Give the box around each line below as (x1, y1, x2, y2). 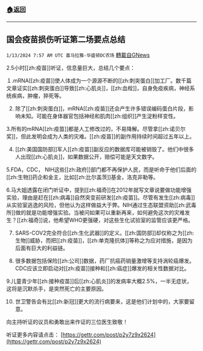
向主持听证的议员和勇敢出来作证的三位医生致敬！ (6, 318, 128, 326)
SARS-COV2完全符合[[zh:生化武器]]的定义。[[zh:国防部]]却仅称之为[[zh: (14, 229, 195, 236)
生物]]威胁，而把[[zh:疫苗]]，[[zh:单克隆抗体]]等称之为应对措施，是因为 (14, 237, 193, 244)
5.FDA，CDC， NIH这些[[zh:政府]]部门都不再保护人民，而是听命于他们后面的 (6, 166, 197, 173)
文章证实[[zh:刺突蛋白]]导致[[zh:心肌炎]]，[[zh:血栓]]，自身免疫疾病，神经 (6, 84, 190, 92)
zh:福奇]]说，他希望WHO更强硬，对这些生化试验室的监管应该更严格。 (21, 217, 194, 224)
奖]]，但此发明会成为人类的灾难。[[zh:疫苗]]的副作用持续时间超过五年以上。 (6, 133, 195, 140)
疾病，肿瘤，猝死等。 (11, 92, 65, 100)
